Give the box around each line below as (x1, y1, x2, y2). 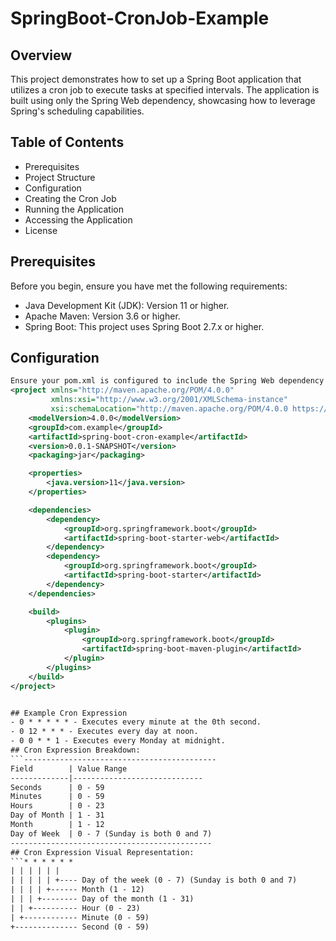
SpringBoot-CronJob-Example (10, 7, 270, 30)
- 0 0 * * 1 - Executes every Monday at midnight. (10, 736, 226, 746)
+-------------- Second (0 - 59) (10, 922, 150, 932)
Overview (10, 47, 73, 64)
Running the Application (24, 203, 124, 215)
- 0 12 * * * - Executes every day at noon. (10, 727, 199, 737)
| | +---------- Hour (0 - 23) (10, 903, 141, 913)
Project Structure (24, 171, 96, 183)
